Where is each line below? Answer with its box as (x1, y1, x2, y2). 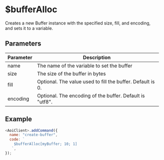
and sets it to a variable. (5, 25, 53, 31)
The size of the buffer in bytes (37, 70, 106, 77)
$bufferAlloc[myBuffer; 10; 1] (14, 141, 78, 147)
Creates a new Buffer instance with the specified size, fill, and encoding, (5, 20, 151, 26)
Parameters (5, 40, 41, 48)
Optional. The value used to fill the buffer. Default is (37, 78, 155, 85)
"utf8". (37, 98, 53, 105)
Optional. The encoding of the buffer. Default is (37, 92, 145, 99)
